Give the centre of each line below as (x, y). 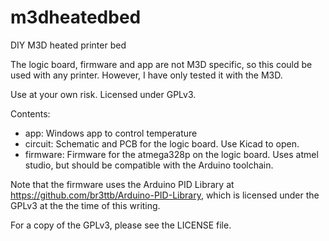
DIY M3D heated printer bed (68, 45)
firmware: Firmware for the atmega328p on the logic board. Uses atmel (171, 154)
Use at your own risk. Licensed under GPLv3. (103, 94)
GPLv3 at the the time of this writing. (85, 205)
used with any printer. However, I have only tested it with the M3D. (146, 75)
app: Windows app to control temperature (111, 133)
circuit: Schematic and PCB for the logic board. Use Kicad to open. (162, 143)
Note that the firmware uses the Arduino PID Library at (122, 184)
